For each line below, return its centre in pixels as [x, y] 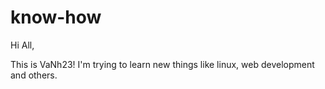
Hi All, [22, 45]
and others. [34, 75]
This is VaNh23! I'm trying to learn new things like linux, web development [162, 64]
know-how [56, 17]
